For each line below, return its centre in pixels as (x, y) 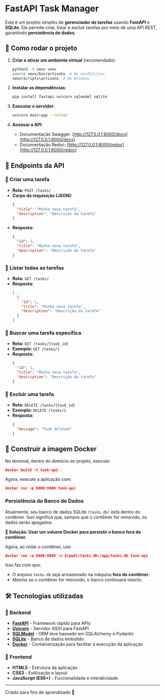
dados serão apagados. (29, 522)
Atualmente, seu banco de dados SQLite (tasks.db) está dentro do (73, 512)
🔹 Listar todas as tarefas (35, 268)
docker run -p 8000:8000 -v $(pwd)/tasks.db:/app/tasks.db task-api (77, 555)
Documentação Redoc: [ (44, 145)
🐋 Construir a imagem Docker (51, 449)
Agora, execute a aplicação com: (38, 479)
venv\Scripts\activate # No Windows (51, 78)
